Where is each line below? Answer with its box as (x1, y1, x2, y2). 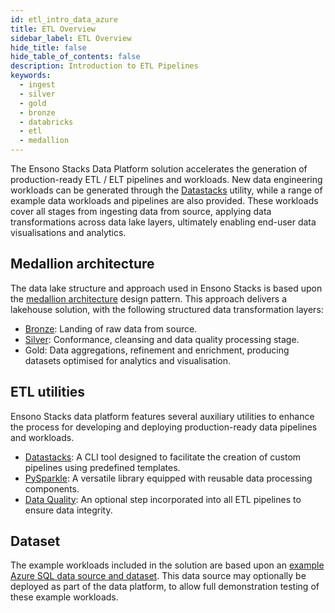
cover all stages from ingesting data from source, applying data (10, 206, 272, 217)
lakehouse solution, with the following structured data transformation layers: (10, 303, 324, 315)
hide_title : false (10, 42, 87, 53)
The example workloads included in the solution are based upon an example (10, 559, 325, 571)
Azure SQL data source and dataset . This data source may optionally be (10, 570, 307, 582)
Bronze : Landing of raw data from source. (24, 322, 198, 335)
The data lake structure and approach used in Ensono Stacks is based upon (10, 282, 323, 294)
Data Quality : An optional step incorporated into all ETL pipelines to (24, 493, 302, 505)
